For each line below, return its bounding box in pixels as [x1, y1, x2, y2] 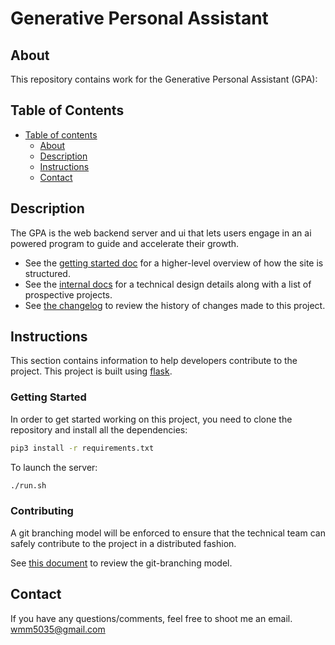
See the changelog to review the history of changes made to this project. [24, 299, 326, 311]
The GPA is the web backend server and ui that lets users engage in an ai [10, 227, 312, 239]
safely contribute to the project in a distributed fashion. [10, 537, 237, 549]
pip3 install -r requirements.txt [10, 443, 155, 453]
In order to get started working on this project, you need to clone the [10, 413, 293, 425]
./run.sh [10, 480, 47, 491]
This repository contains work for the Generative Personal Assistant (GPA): [10, 73, 318, 85]
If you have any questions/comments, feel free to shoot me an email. [10, 612, 293, 624]
